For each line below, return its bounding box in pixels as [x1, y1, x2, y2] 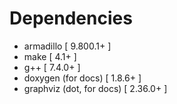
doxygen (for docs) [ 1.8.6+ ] [23, 72, 142, 84]
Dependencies [9, 7, 133, 30]
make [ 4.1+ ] [23, 50, 77, 62]
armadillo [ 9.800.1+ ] [23, 40, 112, 52]
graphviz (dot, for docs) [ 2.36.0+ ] [23, 82, 168, 94]
